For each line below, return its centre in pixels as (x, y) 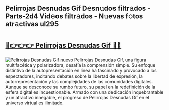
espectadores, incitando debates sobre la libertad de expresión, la (74, 76)
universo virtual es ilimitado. (35, 103)
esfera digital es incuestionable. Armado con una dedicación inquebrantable (84, 92)
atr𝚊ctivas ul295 (32, 24)
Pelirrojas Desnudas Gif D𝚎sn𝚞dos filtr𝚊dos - (78, 8)
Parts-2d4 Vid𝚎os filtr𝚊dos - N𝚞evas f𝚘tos (74, 16)
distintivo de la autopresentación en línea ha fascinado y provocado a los (81, 71)
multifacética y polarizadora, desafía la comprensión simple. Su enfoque (80, 65)
